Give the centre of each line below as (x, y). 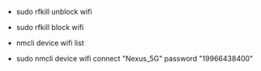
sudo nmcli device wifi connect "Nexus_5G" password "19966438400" (135, 58)
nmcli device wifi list (50, 43)
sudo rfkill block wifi (50, 27)
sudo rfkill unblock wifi (54, 12)
